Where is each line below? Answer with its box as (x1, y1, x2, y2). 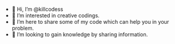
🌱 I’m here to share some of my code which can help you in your (11, 18, 170, 25)
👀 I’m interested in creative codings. (11, 12, 100, 19)
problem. (11, 24, 34, 32)
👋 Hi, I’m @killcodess (11, 6, 63, 12)
